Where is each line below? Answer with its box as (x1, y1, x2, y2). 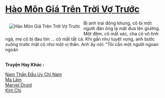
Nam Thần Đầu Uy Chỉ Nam (5, 71, 62, 77)
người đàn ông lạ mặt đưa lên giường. (83, 25, 160, 31)
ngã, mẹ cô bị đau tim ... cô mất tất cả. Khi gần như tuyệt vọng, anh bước (5, 36, 155, 42)
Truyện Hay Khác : (5, 61, 44, 67)
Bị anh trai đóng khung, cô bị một (83, 20, 152, 26)
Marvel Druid (5, 81, 32, 88)
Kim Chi (5, 87, 21, 93)
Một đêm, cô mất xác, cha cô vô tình (83, 30, 159, 36)
